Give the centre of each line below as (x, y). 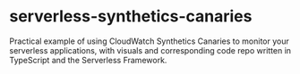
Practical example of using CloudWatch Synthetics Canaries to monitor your (149, 41)
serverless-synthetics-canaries (131, 16)
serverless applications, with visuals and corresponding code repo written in (150, 50)
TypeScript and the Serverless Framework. (88, 60)
